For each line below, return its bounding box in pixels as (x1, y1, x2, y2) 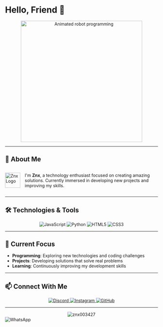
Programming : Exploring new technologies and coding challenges (12, 253, 145, 259)
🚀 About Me (5, 155, 41, 163)
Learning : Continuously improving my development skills (12, 263, 126, 269)
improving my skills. (25, 182, 65, 188)
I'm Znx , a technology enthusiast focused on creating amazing (25, 172, 150, 178)
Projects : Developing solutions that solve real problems (12, 258, 123, 264)
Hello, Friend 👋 (5, 4, 65, 16)
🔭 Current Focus (5, 240, 55, 248)
